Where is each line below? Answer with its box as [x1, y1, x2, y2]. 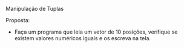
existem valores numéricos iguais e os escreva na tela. [14, 35, 151, 41]
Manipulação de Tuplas [5, 5, 64, 12]
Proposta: [5, 17, 30, 23]
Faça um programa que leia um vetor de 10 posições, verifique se [14, 28, 178, 35]
